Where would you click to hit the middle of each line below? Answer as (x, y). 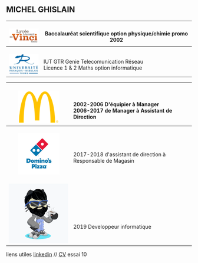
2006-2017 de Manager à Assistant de (123, 111)
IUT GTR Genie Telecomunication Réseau (93, 61)
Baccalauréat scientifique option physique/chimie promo (117, 34)
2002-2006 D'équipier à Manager (116, 104)
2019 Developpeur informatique (112, 226)
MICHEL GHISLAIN (41, 10)
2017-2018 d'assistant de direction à (120, 154)
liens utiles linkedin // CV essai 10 (47, 254)
